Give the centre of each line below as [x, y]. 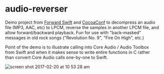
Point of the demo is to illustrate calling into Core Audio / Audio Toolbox [77, 47]
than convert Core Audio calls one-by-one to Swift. [57, 57]
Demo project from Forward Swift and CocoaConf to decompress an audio [80, 22]
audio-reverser [36, 9]
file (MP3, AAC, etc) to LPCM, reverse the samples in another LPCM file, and [82, 27]
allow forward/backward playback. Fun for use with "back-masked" [73, 32]
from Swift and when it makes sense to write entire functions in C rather [78, 52]
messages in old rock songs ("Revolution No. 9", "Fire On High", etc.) [75, 38]
